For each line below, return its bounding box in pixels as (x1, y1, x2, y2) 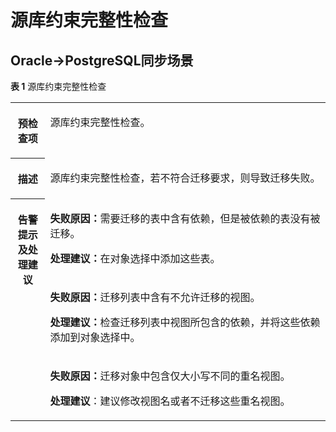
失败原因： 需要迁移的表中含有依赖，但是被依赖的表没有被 (49, 211, 321, 225)
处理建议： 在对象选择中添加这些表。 (49, 251, 221, 265)
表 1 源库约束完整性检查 (10, 81, 107, 92)
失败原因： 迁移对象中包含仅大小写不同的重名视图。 (49, 369, 291, 383)
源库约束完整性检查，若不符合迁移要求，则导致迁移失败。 (49, 171, 321, 185)
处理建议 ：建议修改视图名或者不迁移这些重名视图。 (49, 394, 291, 408)
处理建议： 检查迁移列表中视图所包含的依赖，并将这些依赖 (49, 315, 321, 329)
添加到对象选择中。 (49, 330, 141, 344)
